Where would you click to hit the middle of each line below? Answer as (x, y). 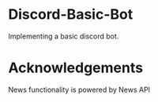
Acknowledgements (76, 68)
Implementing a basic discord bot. (64, 36)
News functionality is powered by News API (79, 89)
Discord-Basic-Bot (71, 15)
